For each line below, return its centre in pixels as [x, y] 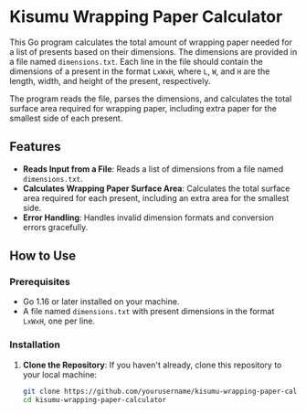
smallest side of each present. [66, 118]
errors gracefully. [55, 227]
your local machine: [60, 374]
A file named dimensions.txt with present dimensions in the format [148, 312]
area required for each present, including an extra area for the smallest [156, 197]
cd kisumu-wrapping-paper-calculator [95, 399]
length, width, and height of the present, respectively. [110, 80]
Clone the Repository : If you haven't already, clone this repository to [152, 365]
